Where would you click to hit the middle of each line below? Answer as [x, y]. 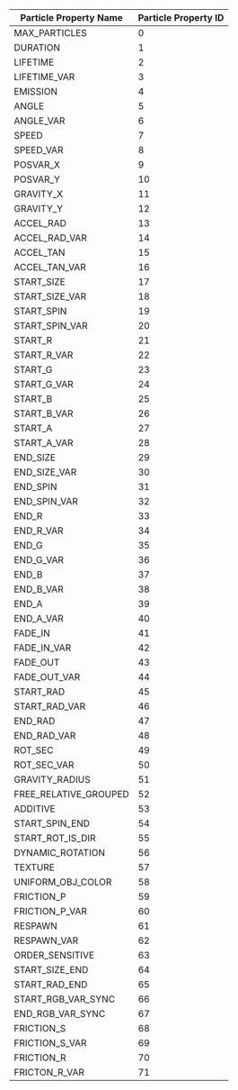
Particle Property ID [181, 18]
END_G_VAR [39, 560]
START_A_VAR [44, 443]
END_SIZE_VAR [45, 472]
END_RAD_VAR [45, 736]
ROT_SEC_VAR [44, 765]
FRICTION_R [40, 1058]
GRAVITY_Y [39, 209]
